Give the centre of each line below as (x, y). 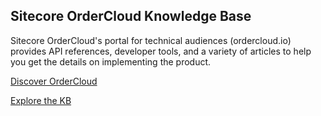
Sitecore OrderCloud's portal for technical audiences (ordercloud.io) (151, 40)
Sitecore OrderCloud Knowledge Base (131, 16)
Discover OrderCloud (54, 81)
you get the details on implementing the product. (111, 61)
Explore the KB (41, 100)
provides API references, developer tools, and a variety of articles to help (161, 51)
